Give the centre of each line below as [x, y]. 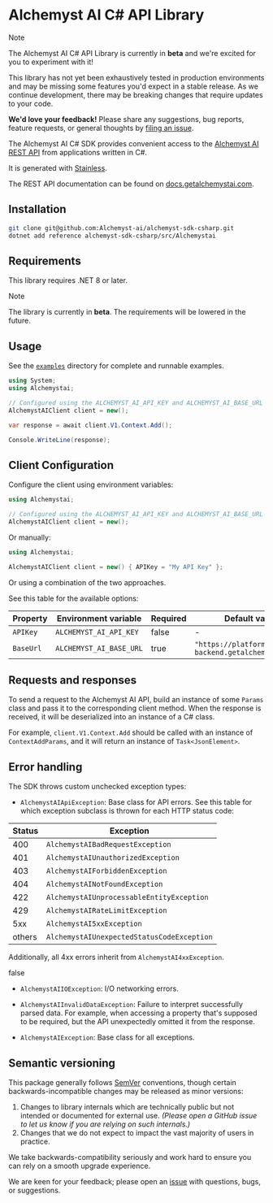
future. [19, 321]
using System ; [32, 381]
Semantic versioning [62, 1063]
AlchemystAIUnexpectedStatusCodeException [129, 937]
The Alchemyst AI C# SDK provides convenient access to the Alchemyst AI [134, 143]
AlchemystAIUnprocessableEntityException [127, 897]
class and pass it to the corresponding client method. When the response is [135, 708]
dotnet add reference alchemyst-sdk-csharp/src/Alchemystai [113, 236]
